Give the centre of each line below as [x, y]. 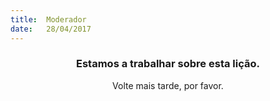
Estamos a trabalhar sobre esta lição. [168, 64]
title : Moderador [48, 19]
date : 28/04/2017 [51, 29]
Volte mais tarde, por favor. [168, 85]
